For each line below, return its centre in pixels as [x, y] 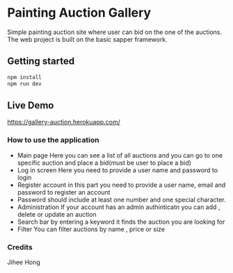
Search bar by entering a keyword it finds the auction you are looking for [121, 222]
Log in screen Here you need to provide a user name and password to [117, 170]
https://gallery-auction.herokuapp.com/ [64, 122]
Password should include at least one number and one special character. [121, 199]
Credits [20, 247]
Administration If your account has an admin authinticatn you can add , [119, 207]
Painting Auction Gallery [79, 13]
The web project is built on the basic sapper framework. [88, 39]
